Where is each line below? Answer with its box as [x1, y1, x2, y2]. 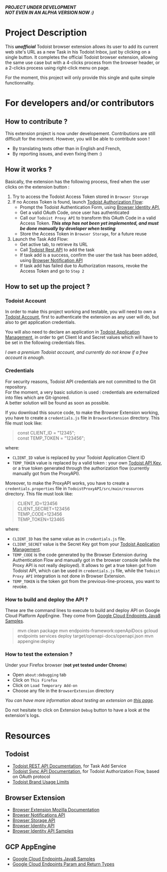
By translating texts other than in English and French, [12, 145, 121, 151]
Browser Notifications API [12, 812, 66, 818]
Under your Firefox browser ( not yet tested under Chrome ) [5, 662, 127, 668]
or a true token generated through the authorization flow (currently [12, 465, 150, 471]
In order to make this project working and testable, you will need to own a [5, 308, 156, 314]
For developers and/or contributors [5, 97, 155, 109]
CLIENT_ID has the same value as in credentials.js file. [12, 535, 126, 541]
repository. [5, 383, 27, 389]
